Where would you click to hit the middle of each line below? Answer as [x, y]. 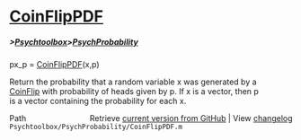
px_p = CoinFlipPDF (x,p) [54, 65]
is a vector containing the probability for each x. [98, 101]
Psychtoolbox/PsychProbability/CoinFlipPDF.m [96, 127]
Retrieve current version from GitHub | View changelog [191, 118]
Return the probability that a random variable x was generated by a [133, 82]
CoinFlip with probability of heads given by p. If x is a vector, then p [134, 92]
